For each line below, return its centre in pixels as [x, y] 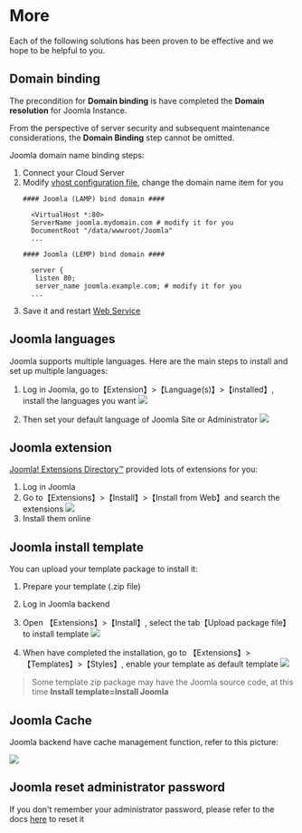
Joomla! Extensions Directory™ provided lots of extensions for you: [134, 469]
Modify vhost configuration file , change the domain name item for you [153, 182]
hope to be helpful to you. [57, 50]
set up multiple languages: [59, 370]
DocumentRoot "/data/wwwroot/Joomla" [102, 230]
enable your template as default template [202, 664]
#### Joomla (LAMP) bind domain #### [94, 199]
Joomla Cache [51, 720]
